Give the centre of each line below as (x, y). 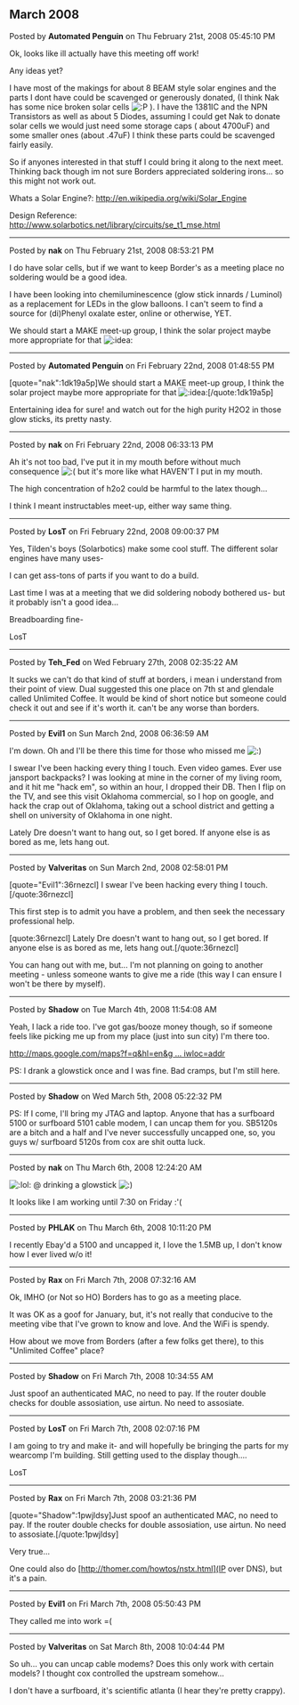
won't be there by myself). (57, 984)
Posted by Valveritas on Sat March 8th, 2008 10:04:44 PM (117, 1646)
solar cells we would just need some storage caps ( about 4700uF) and (139, 126)
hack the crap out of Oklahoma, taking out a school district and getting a (142, 806)
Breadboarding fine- (47, 619)
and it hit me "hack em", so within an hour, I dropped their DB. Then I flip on (148, 786)
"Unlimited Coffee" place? (57, 1350)
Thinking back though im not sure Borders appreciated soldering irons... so (147, 171)
